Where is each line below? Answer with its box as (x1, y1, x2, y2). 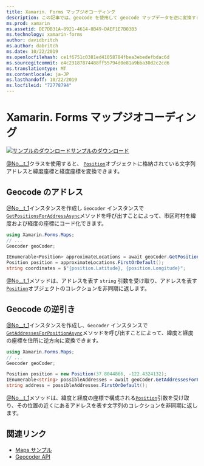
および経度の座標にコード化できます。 (11, 220, 107, 227)
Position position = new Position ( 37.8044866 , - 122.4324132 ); (6, 371, 167, 377)
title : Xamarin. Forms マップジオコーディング (6, 9, 116, 15)
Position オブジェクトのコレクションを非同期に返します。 (6, 285, 150, 292)
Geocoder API (15, 453, 50, 460)
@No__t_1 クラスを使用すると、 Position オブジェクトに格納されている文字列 (6, 159, 196, 167)
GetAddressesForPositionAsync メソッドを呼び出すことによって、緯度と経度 (6, 329, 194, 336)
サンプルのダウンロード (70, 147, 129, 154)
